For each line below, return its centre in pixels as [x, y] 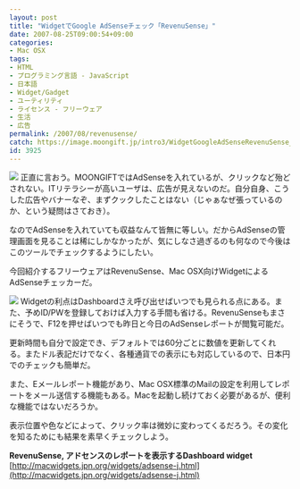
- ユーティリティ [37, 101]
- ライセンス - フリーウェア [56, 109]
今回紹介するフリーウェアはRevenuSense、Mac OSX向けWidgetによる [139, 271]
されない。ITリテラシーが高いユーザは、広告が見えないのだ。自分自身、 [142, 188]
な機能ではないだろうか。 [56, 406]
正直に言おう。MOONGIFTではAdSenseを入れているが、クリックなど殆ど [155, 177]
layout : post [33, 17]
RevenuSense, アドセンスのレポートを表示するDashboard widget [131, 455]
